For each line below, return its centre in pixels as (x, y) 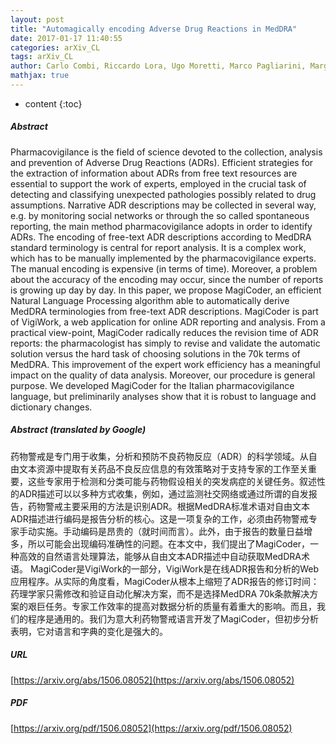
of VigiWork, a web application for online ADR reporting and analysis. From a (168, 322)
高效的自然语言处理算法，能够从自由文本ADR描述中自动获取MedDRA (160, 556)
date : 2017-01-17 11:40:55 (66, 38)
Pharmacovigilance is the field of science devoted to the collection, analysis (166, 152)
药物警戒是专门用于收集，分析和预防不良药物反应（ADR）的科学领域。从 (159, 456)
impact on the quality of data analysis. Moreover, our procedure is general (163, 375)
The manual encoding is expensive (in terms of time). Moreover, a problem (164, 268)
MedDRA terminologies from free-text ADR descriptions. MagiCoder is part (164, 311)
